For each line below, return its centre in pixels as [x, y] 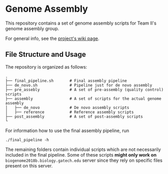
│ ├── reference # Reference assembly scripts [70, 112]
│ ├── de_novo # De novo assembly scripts [67, 107]
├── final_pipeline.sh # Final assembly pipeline [66, 81]
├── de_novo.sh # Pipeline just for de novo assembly [79, 85]
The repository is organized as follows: [46, 67]
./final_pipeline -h [27, 140]
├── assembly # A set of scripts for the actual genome [83, 99]
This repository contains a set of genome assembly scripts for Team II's [81, 23]
